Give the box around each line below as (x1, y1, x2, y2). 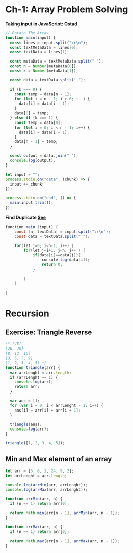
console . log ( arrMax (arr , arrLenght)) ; (5, 487, 88, 493)
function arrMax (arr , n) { (5, 524, 63, 529)
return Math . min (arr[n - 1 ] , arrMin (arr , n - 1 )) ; (10, 510, 120, 516)
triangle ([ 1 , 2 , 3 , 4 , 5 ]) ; (5, 441, 65, 446)
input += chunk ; (10, 181, 44, 187)
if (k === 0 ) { (10, 87, 42, 92)
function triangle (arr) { (5, 365, 60, 370)
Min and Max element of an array (5, 455, 112, 463)
